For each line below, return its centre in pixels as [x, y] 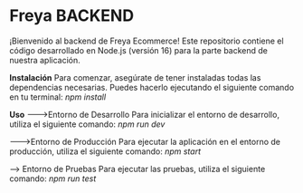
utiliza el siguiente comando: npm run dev [87, 124]
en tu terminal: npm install [58, 97]
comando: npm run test [53, 179]
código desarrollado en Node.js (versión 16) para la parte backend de [139, 50]
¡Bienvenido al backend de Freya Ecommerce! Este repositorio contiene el [147, 41]
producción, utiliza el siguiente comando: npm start [105, 151]
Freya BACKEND [71, 16]
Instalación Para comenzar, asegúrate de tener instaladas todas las [135, 77]
